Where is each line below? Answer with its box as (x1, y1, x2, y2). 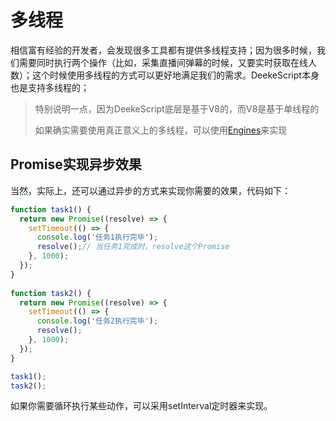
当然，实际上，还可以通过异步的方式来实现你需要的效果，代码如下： (10, 184, 291, 196)
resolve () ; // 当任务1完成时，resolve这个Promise (36, 242, 230, 252)
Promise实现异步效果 (10, 156, 142, 173)
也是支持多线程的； (10, 81, 90, 93)
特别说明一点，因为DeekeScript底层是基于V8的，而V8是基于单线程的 (34, 102, 320, 115)
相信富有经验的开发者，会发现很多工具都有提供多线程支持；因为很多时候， (10, 44, 317, 56)
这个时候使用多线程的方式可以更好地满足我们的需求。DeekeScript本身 (31, 69, 320, 81)
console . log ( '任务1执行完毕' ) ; (36, 232, 159, 243)
